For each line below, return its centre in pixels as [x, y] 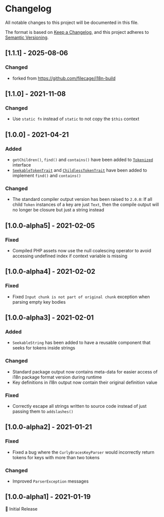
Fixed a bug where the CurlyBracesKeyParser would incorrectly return [83, 452]
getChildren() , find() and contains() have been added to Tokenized [82, 160]
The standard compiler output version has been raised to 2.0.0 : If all [82, 199]
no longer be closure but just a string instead [58, 210]
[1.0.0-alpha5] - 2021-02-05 [50, 226]
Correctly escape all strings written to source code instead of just [79, 406]
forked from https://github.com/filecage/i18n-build [64, 78]
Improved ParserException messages [50, 481]
